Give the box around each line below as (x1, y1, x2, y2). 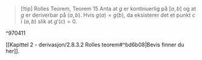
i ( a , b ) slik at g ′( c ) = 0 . (20, 18, 78, 25)
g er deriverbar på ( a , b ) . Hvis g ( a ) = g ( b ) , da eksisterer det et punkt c (20, 11, 195, 19)
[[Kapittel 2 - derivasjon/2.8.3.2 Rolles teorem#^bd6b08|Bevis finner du (5, 41, 184, 48)
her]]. (5, 47, 19, 55)
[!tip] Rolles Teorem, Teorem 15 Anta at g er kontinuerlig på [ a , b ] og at (20, 5, 197, 12)
